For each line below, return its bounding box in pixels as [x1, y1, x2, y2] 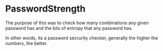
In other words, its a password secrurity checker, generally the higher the [5, 35, 158, 41]
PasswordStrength [5, 3, 86, 15]
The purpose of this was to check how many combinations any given [5, 20, 149, 26]
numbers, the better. [5, 40, 48, 46]
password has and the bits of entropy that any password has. [5, 25, 133, 31]
